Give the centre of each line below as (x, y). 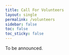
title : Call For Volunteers (35, 10)
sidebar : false (21, 24)
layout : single (21, 15)
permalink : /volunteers (30, 19)
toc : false (17, 29)
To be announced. (24, 48)
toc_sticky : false (24, 34)
